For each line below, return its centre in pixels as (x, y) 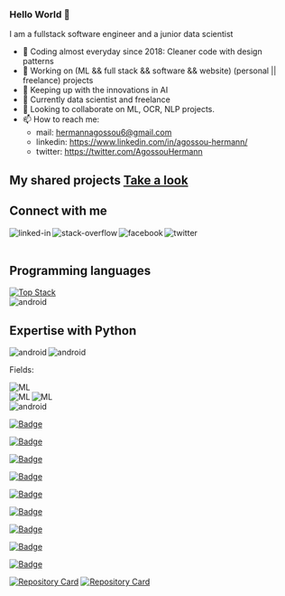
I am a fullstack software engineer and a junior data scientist (121, 34)
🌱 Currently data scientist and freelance (97, 99)
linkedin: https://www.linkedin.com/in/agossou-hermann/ (142, 142)
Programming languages (80, 270)
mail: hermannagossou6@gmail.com (104, 132)
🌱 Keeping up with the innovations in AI (95, 90)
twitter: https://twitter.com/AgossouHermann (119, 152)
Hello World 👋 (40, 14)
